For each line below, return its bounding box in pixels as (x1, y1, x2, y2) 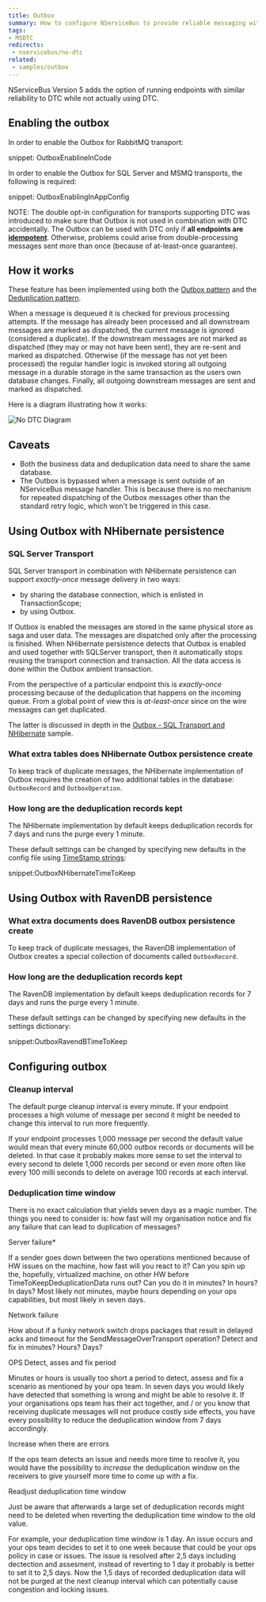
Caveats (8, 438, 50, 452)
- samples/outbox (11, 63, 69, 71)
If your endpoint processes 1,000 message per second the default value (8, 1134, 243, 1144)
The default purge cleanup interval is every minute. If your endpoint (8, 1102, 229, 1111)
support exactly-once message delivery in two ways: (8, 574, 181, 583)
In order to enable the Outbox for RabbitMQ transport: (8, 137, 184, 147)
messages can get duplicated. (8, 705, 107, 714)
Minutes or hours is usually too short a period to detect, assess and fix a (8, 1373, 244, 1383)
